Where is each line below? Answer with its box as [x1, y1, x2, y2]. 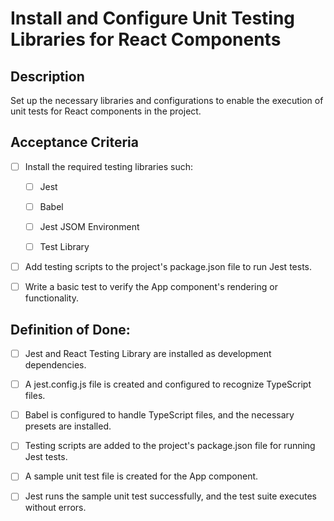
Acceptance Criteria [10, 134, 139, 151]
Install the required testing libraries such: [24, 160, 194, 172]
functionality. [24, 292, 79, 304]
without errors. [24, 502, 87, 514]
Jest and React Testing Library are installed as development [24, 348, 272, 360]
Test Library [39, 241, 90, 253]
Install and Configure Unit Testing [10, 7, 296, 30]
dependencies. [24, 359, 87, 371]
